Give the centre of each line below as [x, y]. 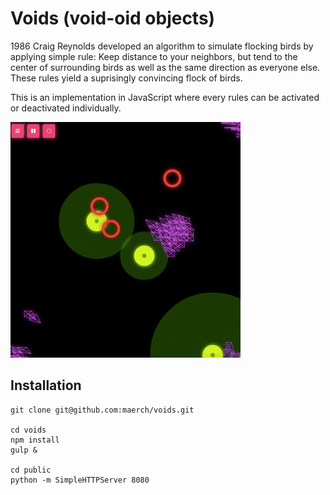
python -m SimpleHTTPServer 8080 [80, 480]
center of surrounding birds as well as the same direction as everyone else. [165, 67]
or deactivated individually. [66, 108]
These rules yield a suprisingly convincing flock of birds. [126, 78]
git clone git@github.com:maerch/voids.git [102, 410]
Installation [46, 385]
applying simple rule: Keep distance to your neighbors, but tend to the [154, 56]
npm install [35, 440]
